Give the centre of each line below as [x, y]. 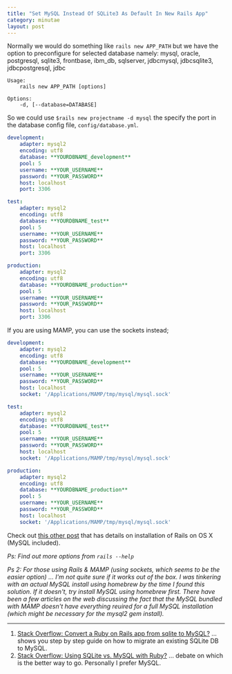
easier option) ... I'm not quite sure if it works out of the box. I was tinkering [114, 577]
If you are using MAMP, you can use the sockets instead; [88, 330]
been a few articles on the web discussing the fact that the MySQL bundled [115, 599]
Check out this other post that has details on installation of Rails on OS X [110, 535]
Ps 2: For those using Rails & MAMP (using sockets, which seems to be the [114, 569]
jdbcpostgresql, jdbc [36, 68]
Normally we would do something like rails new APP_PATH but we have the [113, 46]
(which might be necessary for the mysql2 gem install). [86, 613]
